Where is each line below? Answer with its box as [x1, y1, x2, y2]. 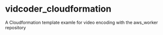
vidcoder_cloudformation [5, 3, 112, 15]
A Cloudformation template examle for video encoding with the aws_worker [5, 19, 159, 25]
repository [5, 24, 26, 30]
